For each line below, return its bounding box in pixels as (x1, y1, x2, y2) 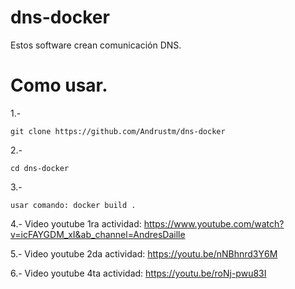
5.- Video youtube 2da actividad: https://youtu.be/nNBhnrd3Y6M (10, 247, 278, 260)
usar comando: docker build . (10, 200, 137, 210)
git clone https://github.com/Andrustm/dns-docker (10, 126, 226, 136)
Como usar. (10, 74, 108, 97)
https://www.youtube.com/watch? (143, 217, 285, 230)
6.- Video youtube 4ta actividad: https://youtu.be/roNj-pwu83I (10, 267, 267, 279)
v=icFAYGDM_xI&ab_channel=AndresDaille (10, 228, 186, 240)
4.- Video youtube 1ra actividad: (10, 217, 142, 230)
